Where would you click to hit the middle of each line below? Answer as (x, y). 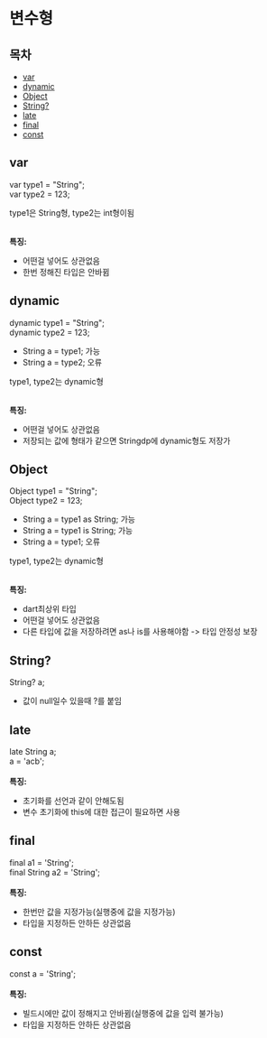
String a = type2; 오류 (62, 362)
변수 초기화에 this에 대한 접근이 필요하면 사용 (101, 812)
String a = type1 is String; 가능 (78, 531)
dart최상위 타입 (49, 609)
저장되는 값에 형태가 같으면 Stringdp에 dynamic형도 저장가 (126, 440)
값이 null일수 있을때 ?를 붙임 (72, 701)
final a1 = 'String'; (42, 862)
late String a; (33, 752)
